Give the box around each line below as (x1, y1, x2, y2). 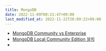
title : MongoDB (5, 7, 37, 12)
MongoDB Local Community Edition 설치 (12, 36, 95, 42)
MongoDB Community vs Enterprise (12, 30, 86, 36)
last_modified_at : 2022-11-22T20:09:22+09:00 (5, 16, 101, 21)
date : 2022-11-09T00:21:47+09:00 (5, 12, 75, 17)
